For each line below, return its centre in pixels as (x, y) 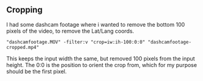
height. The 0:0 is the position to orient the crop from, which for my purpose (102, 65)
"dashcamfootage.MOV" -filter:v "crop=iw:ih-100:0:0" (76, 42)
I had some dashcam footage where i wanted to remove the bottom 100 (96, 24)
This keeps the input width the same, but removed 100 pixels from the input (101, 58)
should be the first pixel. (36, 71)
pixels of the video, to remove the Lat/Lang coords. (70, 31)
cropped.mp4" (23, 47)
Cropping (24, 10)
